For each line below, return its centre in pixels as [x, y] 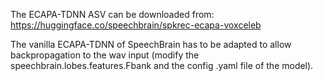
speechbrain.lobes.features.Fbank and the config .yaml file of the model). [162, 65]
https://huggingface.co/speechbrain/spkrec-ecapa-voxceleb [136, 25]
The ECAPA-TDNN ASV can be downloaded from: [112, 14]
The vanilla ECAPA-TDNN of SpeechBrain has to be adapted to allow [151, 44]
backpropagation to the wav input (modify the [105, 55]
